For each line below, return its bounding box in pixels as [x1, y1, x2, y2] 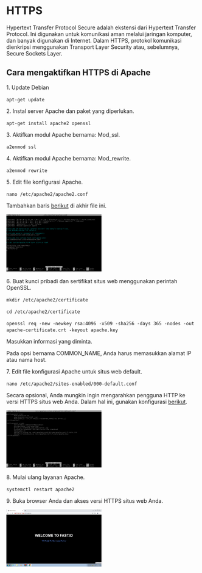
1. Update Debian [6, 84, 49, 91]
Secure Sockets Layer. [6, 49, 63, 57]
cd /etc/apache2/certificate [6, 309, 80, 315]
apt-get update [6, 96, 45, 103]
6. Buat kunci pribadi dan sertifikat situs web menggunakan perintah [6, 277, 178, 284]
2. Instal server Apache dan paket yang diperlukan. [6, 107, 134, 115]
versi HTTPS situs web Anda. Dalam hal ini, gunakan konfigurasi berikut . [6, 398, 187, 405]
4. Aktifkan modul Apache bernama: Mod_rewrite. [6, 154, 131, 162]
